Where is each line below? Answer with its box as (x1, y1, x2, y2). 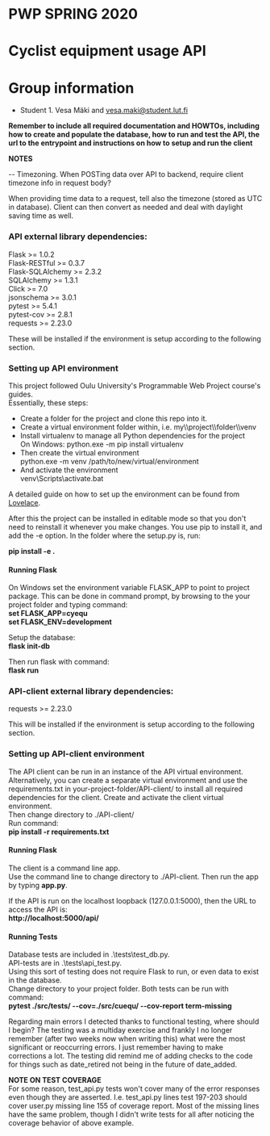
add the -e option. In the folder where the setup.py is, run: (8, 530, 201, 540)
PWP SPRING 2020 (8, 5, 139, 23)
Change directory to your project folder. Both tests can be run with (8, 984, 230, 994)
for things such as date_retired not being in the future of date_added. (8, 1059, 238, 1070)
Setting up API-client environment (8, 748, 145, 760)
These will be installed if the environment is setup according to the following (8, 333, 262, 343)
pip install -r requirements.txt (8, 827, 110, 836)
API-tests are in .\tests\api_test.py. (8, 958, 123, 968)
